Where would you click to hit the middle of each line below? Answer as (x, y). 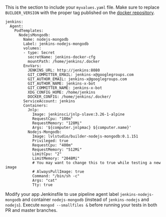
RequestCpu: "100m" (52, 119)
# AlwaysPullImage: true (58, 172)
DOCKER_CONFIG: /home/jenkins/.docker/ (69, 97)
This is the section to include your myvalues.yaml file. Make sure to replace (82, 7)
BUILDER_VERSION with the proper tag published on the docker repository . (80, 13)
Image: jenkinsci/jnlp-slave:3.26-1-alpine (78, 114)
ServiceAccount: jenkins (49, 101)
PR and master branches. (31, 210)
